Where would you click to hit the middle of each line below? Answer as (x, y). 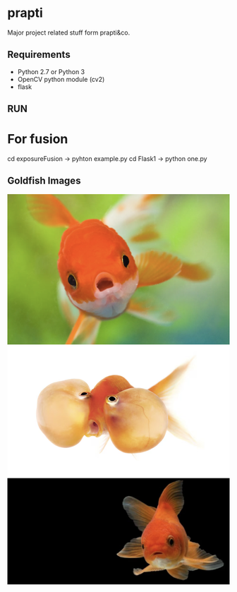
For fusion (38, 139)
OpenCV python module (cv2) (61, 79)
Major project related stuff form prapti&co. (69, 32)
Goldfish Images (44, 181)
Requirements (39, 55)
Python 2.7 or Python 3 (51, 71)
